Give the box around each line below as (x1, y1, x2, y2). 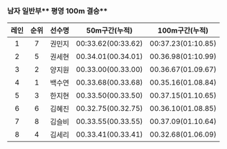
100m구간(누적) (157, 26, 209, 35)
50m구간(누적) (86, 26, 133, 35)
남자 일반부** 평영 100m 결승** (7, 6, 108, 15)
